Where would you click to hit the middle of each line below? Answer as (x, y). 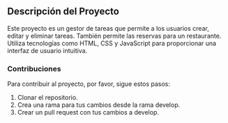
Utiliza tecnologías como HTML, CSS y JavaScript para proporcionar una (112, 43)
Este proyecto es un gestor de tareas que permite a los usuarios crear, (108, 28)
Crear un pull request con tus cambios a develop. (88, 113)
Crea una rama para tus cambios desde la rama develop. (99, 105)
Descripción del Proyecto (63, 12)
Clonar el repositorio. (47, 98)
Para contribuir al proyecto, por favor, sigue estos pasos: (89, 84)
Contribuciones (34, 68)
